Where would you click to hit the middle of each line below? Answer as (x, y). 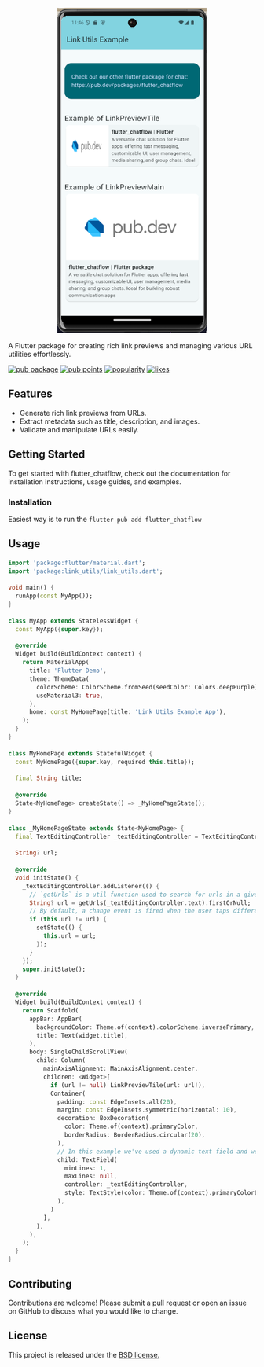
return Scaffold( (51, 1010)
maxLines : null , (91, 1176)
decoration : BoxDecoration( (103, 1119)
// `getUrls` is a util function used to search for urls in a (135, 895)
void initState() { (47, 878)
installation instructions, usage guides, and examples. (95, 481)
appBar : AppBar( (55, 1019)
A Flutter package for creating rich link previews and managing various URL (130, 345)
